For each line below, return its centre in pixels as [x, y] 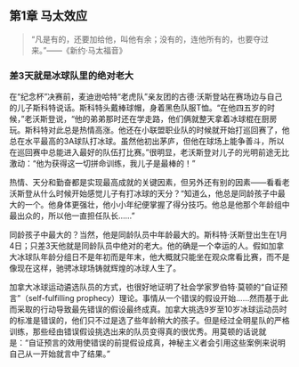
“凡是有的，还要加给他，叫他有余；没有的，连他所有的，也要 [142, 39]
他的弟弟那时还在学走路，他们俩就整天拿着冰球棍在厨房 [176, 119]
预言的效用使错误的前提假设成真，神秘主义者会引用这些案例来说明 [165, 343]
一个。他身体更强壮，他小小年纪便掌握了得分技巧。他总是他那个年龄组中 [157, 205]
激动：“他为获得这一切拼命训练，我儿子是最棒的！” [102, 164]
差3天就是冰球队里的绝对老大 [72, 76]
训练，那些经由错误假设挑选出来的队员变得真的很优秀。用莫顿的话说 [134, 331]
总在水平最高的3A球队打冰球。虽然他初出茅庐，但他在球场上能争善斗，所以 [147, 142]
